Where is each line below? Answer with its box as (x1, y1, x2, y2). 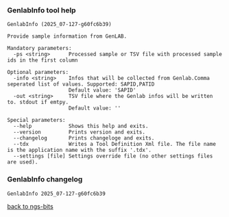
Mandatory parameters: (7, 45, 72, 52)
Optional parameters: (7, 69, 69, 76)
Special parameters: (7, 117, 67, 124)
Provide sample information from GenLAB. (7, 33, 128, 40)
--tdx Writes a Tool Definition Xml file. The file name (13, 141, 216, 148)
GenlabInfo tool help (7, 5, 77, 15)
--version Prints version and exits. (13, 129, 146, 136)
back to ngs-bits (7, 202, 53, 210)
